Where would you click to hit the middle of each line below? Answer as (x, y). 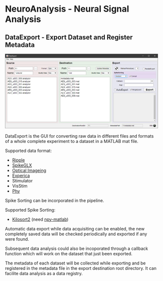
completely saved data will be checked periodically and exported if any (76, 234)
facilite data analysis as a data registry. (44, 273)
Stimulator (22, 180)
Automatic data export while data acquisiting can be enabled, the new (75, 228)
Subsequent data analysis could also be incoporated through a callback (77, 248)
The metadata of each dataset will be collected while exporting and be (75, 263)
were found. (17, 239)
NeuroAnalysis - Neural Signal (67, 9)
